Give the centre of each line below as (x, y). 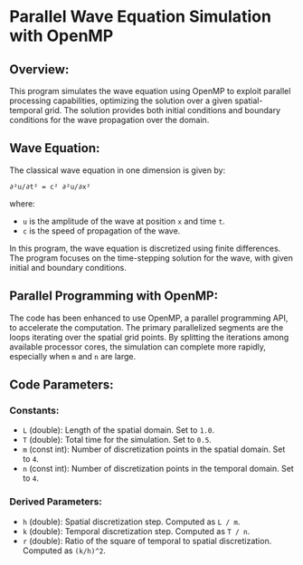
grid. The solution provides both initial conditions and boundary (163, 110)
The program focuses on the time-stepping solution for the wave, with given (151, 258)
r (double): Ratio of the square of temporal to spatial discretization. (147, 541)
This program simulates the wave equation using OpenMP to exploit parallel (150, 91)
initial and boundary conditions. (68, 267)
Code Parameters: (62, 385)
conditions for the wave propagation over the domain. (109, 120)
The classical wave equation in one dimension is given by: (118, 170)
